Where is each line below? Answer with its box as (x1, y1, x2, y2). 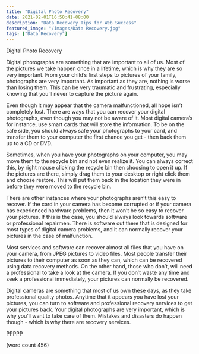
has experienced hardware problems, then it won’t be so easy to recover (6, 207, 184, 214)
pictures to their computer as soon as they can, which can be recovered (6, 256, 182, 264)
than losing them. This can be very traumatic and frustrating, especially (6, 84, 181, 91)
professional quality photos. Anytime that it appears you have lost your (6, 293, 179, 300)
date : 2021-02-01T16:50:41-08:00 (6, 14, 89, 20)
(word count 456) (6, 342, 49, 349)
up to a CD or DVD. (6, 140, 53, 147)
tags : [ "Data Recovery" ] (6, 31, 68, 37)
